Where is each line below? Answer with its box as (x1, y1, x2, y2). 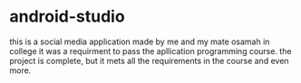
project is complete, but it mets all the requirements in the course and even (9, 55, 289, 66)
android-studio (9, 6, 125, 27)
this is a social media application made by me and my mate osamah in (9, 36, 270, 47)
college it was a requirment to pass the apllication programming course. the (9, 45, 292, 56)
